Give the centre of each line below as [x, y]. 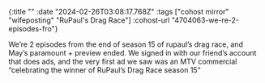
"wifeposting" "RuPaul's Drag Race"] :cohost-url [89, 20]
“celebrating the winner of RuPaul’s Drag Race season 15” [105, 70]
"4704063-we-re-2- [205, 20]
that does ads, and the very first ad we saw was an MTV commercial [123, 61]
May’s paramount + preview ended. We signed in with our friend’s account [132, 53]
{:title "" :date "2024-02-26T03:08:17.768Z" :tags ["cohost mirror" [119, 12]
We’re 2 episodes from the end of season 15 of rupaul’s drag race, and [126, 44]
